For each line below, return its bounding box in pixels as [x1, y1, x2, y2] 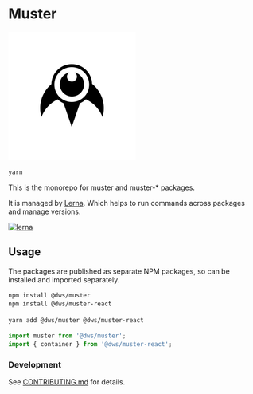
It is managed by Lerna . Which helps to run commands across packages [8, 198, 245, 207]
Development [8, 359, 62, 370]
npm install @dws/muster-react [8, 300, 112, 308]
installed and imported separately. [8, 274, 120, 284]
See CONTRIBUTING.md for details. [8, 377, 126, 387]
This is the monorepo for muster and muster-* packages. [8, 183, 195, 192]
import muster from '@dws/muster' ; [8, 332, 127, 340]
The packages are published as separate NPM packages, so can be [8, 266, 231, 276]
